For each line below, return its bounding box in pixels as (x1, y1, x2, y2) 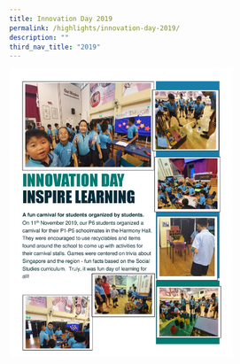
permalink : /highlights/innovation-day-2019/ (9, 23, 180, 33)
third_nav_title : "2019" (9, 43, 101, 51)
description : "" (9, 33, 69, 42)
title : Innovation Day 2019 (9, 14, 113, 23)
